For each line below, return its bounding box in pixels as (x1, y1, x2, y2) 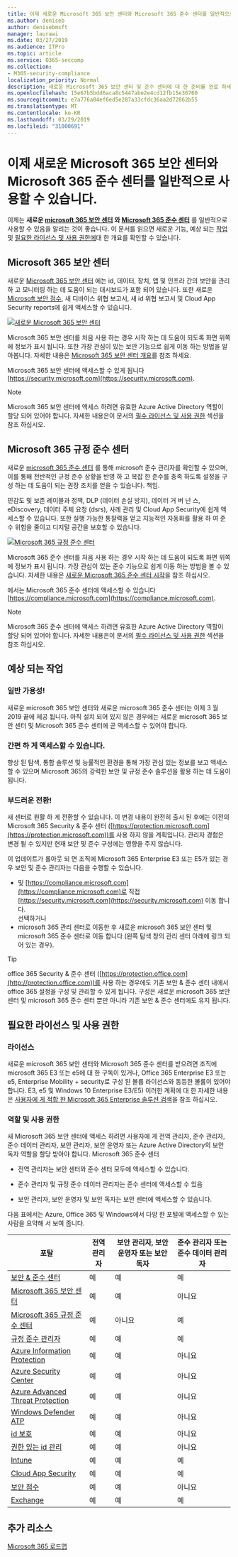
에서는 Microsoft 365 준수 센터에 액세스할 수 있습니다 (7, 586, 156, 595)
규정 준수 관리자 (11, 1334, 61, 1344)
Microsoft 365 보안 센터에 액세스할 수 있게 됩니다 (7, 367, 144, 375)
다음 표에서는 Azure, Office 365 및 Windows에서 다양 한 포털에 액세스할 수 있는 (7, 1210, 229, 1219)
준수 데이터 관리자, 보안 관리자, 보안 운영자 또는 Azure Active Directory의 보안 (7, 1141, 225, 1149)
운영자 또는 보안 (118, 1248, 168, 1258)
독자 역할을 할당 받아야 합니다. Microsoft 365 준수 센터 (7, 1150, 159, 1159)
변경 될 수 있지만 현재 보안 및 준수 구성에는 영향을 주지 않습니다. (7, 840, 183, 848)
